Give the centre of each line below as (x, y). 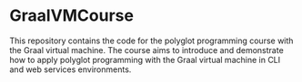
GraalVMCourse (72, 16)
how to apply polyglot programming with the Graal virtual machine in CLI (145, 59)
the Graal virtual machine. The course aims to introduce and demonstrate (146, 50)
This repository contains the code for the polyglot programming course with (151, 41)
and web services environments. (70, 69)
